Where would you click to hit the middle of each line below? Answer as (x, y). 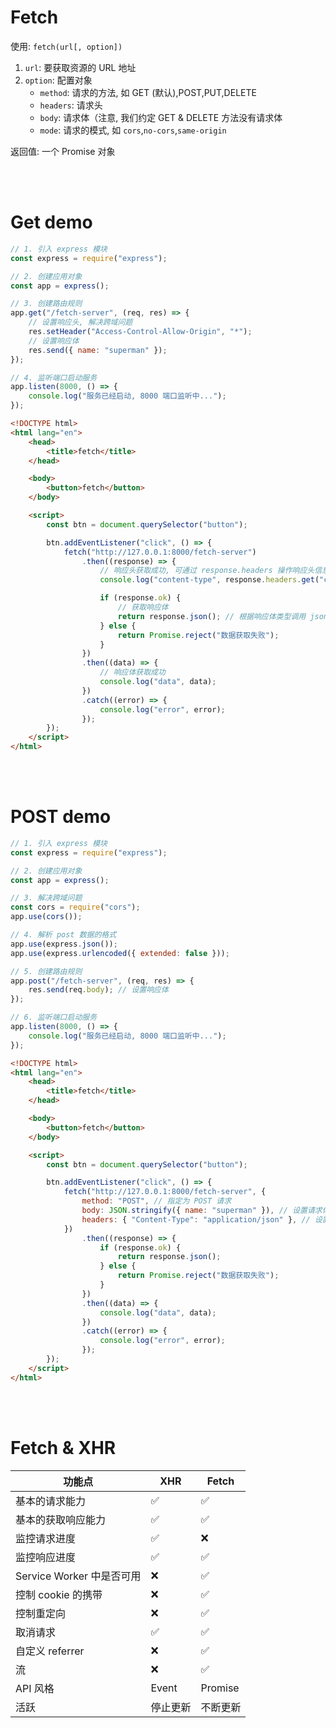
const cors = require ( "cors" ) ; (75, 907)
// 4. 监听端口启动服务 (54, 377)
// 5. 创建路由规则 (46, 971)
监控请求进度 (46, 1538)
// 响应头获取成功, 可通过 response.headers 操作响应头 (207, 571)
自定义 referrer (50, 1651)
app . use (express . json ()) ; (64, 944)
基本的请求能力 (51, 1501)
